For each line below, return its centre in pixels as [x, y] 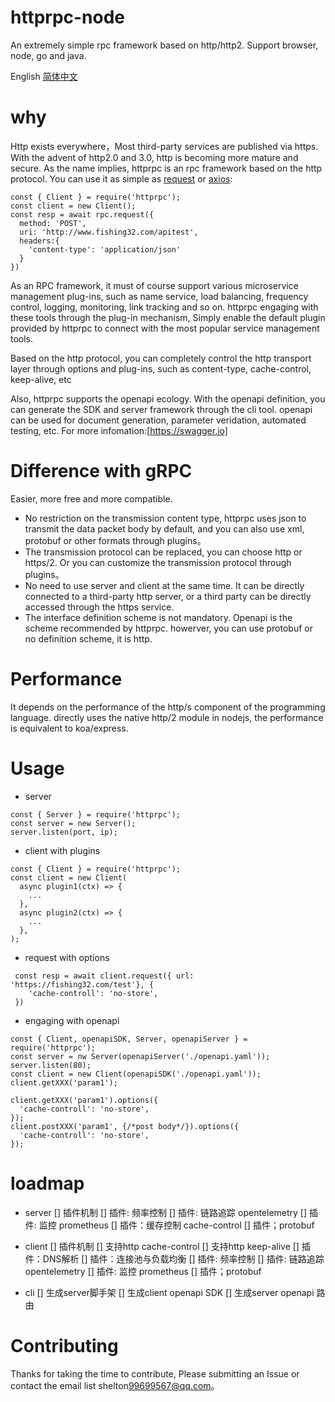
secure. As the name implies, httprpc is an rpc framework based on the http [166, 168]
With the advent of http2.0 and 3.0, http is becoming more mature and [154, 157]
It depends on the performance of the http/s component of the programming [168, 707]
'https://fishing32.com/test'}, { [82, 984]
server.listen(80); [51, 1065]
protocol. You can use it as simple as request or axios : [121, 178]
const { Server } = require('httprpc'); [96, 814]
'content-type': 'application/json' [105, 249]
